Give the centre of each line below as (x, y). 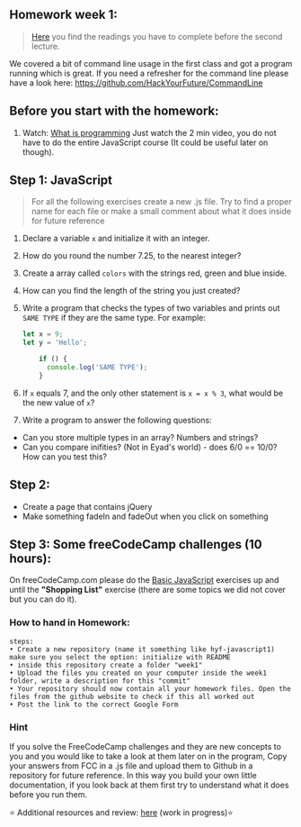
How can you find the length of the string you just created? (131, 291)
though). (38, 151)
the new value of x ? (58, 402)
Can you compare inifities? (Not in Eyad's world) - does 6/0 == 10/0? (150, 447)
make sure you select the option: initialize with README (120, 657)
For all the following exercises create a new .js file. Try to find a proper (161, 202)
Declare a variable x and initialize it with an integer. (116, 239)
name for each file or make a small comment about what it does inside (161, 212)
